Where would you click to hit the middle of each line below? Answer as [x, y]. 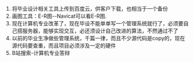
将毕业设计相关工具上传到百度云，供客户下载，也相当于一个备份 [90, 9]
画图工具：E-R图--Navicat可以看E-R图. [59, 16]
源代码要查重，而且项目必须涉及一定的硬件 [64, 45]
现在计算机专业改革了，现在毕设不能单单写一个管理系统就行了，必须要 [98, 23]
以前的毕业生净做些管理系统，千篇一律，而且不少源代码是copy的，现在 [98, 38]
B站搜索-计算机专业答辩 [41, 53]
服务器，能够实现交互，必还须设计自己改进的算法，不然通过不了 [100, 31]
